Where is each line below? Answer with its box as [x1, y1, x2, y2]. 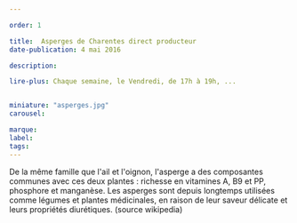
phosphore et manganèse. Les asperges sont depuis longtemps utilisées [9, 185, 276, 195]
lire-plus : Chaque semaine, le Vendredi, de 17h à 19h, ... [9, 77, 237, 86]
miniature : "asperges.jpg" [9, 101, 109, 110]
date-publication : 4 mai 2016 [9, 45, 122, 54]
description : [9, 61, 58, 70]
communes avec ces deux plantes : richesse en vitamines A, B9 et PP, [9, 175, 267, 187]
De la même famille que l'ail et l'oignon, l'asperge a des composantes [9, 166, 264, 177]
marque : [9, 125, 38, 134]
